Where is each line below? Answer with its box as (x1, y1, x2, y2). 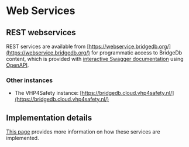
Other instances (6, 76, 53, 84)
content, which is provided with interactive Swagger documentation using (6, 56, 184, 62)
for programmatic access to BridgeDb (91, 49, 183, 56)
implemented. (6, 135, 39, 142)
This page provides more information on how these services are (6, 128, 160, 135)
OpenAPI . (6, 61, 29, 69)
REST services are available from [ (6, 43, 90, 50)
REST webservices (6, 28, 76, 37)
